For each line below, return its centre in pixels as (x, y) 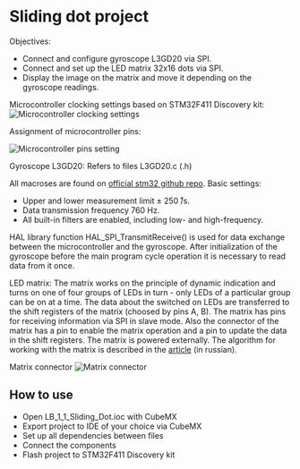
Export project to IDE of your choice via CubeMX (112, 426)
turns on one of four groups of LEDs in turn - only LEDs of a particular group (150, 292)
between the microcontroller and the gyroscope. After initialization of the (143, 246)
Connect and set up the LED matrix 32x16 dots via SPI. (123, 68)
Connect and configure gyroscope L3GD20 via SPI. (117, 58)
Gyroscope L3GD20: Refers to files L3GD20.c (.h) (101, 166)
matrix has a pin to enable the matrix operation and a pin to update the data (148, 330)
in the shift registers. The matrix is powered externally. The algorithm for (142, 340)
